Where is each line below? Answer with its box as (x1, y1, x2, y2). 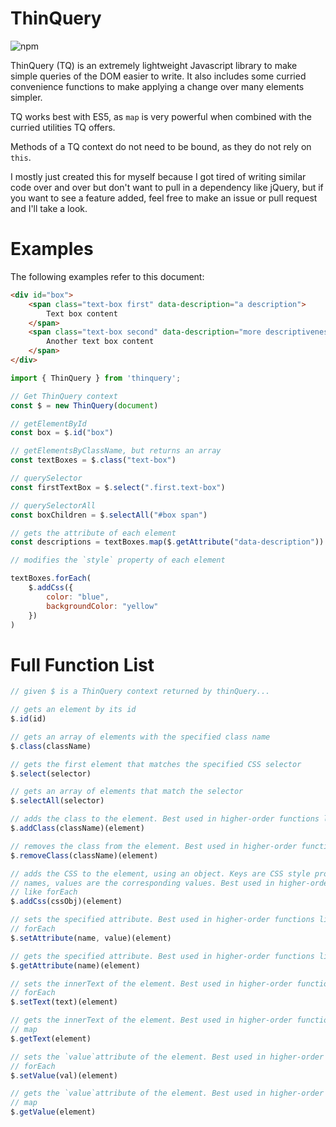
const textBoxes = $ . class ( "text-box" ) (10, 455, 177, 466)
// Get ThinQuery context (10, 391, 118, 401)
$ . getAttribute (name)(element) (10, 960, 141, 971)
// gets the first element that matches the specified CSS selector (10, 759, 302, 769)
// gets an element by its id (10, 705, 137, 715)
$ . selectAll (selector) (10, 796, 105, 806)
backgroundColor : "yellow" (46, 601, 159, 611)
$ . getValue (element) (10, 1107, 97, 1117)
